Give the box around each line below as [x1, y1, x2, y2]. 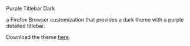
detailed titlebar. [6, 23, 45, 29]
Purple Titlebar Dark [6, 5, 55, 12]
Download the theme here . [6, 34, 71, 40]
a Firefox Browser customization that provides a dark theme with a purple [6, 16, 184, 23]
